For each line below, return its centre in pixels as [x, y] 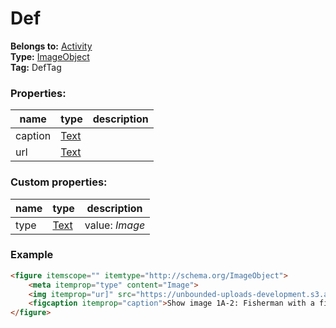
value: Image [115, 225]
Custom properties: [59, 182]
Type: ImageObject [50, 56]
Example [32, 255]
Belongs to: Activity [51, 46]
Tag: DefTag [36, 67]
